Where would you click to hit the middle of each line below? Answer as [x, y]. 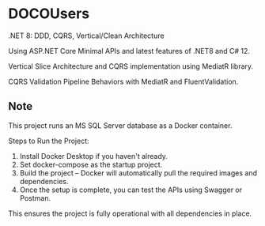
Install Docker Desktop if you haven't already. [94, 156]
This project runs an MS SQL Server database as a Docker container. [120, 125]
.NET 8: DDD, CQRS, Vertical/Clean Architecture [86, 36]
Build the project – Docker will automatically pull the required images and [138, 173]
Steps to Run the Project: [49, 141]
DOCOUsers [49, 14]
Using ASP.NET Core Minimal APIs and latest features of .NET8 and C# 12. [129, 51]
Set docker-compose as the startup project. [91, 164]
